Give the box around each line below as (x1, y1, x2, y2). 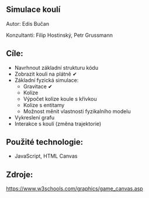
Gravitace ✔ (23, 83, 53, 90)
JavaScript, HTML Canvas (14, 152, 78, 160)
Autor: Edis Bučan (6, 20, 50, 27)
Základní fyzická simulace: (14, 76, 79, 84)
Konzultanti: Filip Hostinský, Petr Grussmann (6, 32, 113, 39)
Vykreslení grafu (14, 114, 54, 121)
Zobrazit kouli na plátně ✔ (14, 70, 77, 77)
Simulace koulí (6, 5, 61, 15)
